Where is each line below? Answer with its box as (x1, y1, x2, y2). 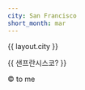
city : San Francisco (7, 11, 78, 20)
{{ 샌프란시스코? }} (7, 58, 67, 67)
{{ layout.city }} (7, 41, 58, 51)
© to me (7, 74, 36, 84)
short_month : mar (7, 19, 66, 27)
